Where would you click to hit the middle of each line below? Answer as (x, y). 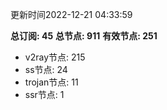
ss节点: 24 (46, 69)
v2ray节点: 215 (55, 57)
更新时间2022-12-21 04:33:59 (71, 14)
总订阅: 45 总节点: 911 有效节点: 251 (84, 36)
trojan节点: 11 (51, 82)
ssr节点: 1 (44, 94)
